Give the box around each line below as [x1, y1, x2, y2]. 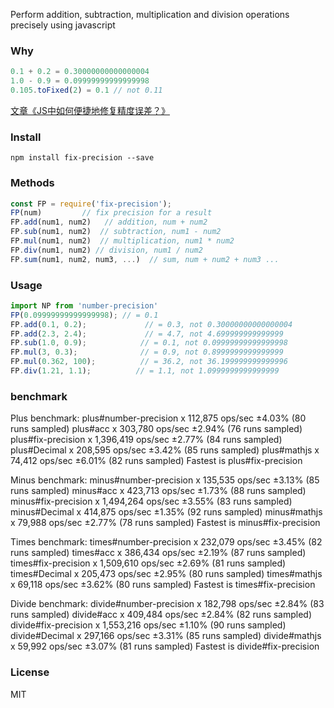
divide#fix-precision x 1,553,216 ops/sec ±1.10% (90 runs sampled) [10, 619, 287, 631]
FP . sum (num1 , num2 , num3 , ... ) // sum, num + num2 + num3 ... [10, 254, 280, 264]
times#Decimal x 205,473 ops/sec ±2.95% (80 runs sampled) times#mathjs [10, 568, 323, 580]
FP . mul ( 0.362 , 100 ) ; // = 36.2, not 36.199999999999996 [10, 357, 288, 367]
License [10, 665, 50, 679]
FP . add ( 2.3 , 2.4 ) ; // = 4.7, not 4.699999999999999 [10, 329, 284, 339]
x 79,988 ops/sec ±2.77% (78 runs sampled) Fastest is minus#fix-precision [10, 517, 321, 529]
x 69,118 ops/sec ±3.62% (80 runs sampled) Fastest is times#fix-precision [10, 579, 316, 591]
